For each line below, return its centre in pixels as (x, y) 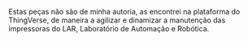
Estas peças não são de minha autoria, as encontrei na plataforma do (124, 12)
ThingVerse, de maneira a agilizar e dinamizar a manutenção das (117, 20)
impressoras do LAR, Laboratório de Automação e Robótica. (109, 29)
